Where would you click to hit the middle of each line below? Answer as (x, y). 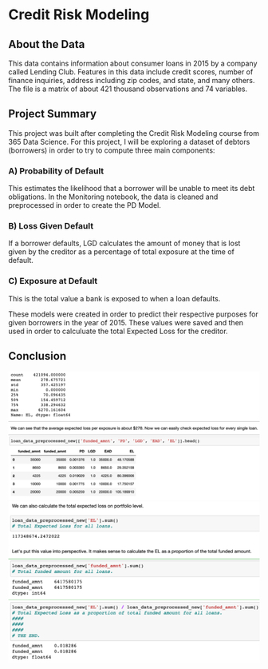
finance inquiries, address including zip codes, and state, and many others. (132, 80)
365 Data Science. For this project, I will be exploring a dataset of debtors (129, 141)
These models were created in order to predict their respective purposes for (134, 314)
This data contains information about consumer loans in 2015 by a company (133, 63)
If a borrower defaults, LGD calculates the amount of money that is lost (124, 243)
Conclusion (37, 356)
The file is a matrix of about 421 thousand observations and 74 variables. (128, 89)
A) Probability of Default (56, 171)
